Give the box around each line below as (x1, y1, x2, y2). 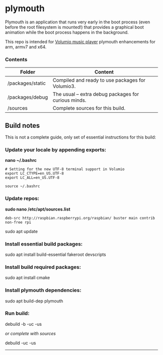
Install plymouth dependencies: (5, 287, 81, 294)
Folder (20, 69, 35, 75)
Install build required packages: (5, 264, 81, 270)
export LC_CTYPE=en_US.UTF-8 (5, 171, 64, 176)
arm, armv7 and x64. (5, 44, 47, 50)
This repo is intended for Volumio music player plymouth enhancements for (5, 38, 156, 44)
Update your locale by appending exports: (5, 146, 107, 153)
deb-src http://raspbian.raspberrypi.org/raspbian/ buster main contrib (5, 215, 155, 220)
